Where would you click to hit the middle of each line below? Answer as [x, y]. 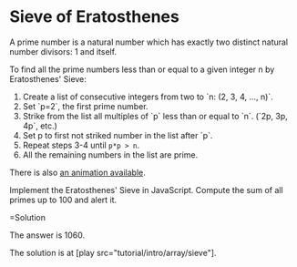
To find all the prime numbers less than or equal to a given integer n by [142, 69]
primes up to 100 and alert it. [63, 200]
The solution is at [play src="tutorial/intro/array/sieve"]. [113, 252]
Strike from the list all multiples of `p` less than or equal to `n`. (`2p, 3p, [155, 116]
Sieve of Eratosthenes [94, 17]
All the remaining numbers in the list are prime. [110, 154]
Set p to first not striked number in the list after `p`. [118, 135]
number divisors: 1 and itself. [63, 51]
